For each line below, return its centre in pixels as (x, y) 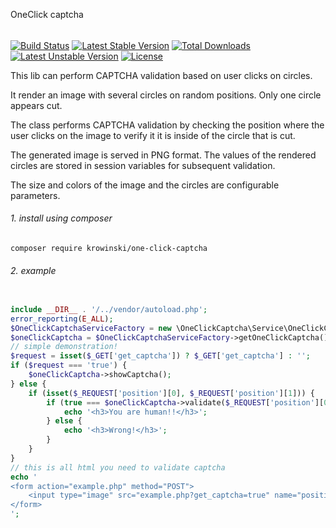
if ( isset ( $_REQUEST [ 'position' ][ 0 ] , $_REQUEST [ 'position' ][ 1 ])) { (171, 393)
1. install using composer (61, 218)
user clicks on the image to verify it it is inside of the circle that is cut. (153, 135)
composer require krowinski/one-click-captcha (109, 248)
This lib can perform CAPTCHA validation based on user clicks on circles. (161, 75)
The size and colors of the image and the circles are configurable (145, 185)
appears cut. (36, 105)
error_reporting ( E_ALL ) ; (62, 319)
